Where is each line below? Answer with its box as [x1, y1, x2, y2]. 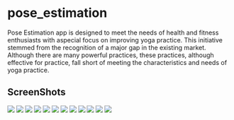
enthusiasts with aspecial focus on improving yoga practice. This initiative [7, 35, 223, 44]
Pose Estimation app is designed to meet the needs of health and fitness [7, 28, 219, 37]
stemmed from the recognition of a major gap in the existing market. [7, 43, 207, 52]
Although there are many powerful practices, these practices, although [7, 51, 214, 59]
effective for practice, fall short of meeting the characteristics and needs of [7, 58, 228, 66]
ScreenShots [7, 86, 66, 98]
